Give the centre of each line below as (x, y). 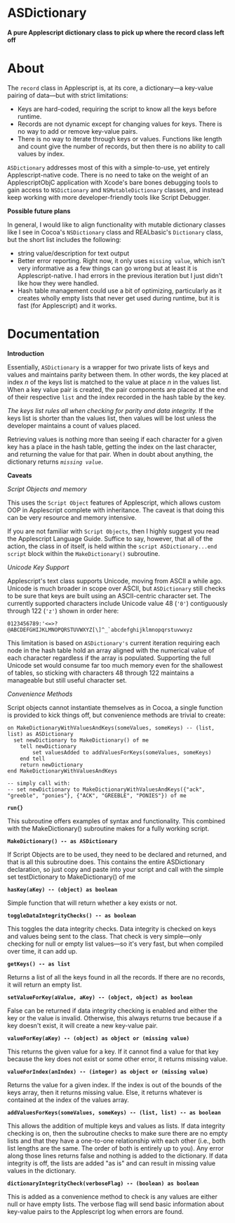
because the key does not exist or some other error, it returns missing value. (117, 1059)
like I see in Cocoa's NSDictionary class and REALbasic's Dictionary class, (115, 232)
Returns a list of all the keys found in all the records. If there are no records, (116, 977)
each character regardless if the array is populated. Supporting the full (109, 658)
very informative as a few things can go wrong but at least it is (107, 268)
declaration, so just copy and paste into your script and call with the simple (115, 869)
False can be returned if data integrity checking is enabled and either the (113, 1010)
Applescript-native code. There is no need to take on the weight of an (108, 175)
